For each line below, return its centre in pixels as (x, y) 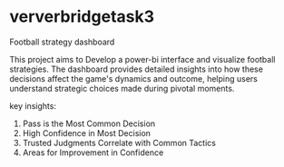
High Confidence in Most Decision (87, 133)
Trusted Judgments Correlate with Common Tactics (119, 142)
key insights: (33, 105)
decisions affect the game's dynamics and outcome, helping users (134, 78)
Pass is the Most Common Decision (89, 123)
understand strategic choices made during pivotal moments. (122, 88)
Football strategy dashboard (62, 42)
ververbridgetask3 (82, 17)
